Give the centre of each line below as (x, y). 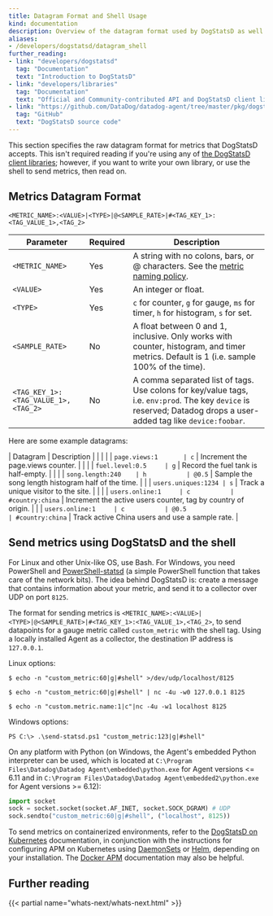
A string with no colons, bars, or (193, 256)
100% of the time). (169, 366)
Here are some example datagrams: (68, 440)
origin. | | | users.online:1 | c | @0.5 (97, 508)
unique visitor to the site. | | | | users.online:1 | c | (121, 491)
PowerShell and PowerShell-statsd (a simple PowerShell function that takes (134, 571)
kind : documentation (43, 24)
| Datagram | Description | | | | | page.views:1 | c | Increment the (128, 456)
